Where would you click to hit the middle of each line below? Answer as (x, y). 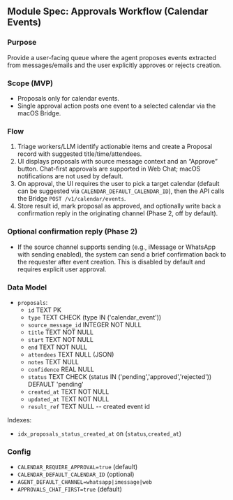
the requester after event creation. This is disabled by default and (111, 262)
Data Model (27, 287)
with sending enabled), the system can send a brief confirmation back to (122, 254)
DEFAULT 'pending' (55, 384)
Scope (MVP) (30, 83)
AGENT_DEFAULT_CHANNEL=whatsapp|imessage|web (84, 483)
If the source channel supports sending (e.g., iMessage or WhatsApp (116, 247)
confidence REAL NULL (61, 369)
